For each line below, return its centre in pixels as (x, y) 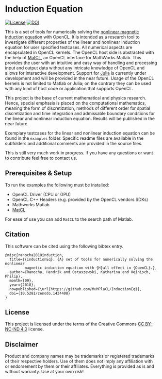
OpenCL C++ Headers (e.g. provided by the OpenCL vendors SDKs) (80, 199)
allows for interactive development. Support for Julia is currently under (76, 73)
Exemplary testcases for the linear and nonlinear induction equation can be (80, 133)
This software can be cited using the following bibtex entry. (64, 246)
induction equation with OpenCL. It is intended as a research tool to (72, 37)
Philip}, (14, 276)
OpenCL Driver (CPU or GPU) (41, 194)
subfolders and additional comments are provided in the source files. (74, 143)
